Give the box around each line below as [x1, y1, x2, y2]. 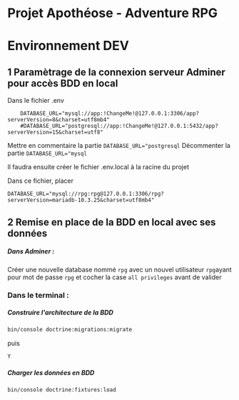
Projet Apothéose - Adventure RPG [7, 5, 218, 21]
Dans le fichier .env [7, 96, 64, 105]
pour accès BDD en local [7, 77, 118, 89]
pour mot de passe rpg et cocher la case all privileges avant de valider [7, 273, 222, 281]
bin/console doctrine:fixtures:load [7, 386, 116, 394]
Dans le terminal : [7, 291, 69, 301]
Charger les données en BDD [7, 368, 95, 376]
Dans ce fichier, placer [7, 176, 73, 185]
